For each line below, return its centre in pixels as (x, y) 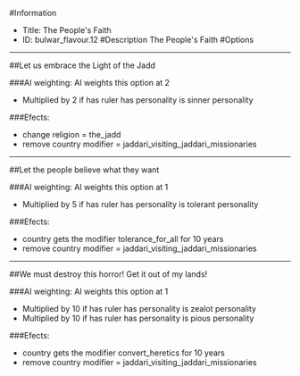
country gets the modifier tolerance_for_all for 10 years (123, 239)
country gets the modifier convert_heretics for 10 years (123, 353)
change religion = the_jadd (71, 134)
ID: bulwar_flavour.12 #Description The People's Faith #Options (138, 40)
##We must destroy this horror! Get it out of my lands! (108, 274)
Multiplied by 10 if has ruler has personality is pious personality (138, 318)
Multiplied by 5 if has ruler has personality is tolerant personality (140, 204)
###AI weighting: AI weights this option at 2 (90, 83)
